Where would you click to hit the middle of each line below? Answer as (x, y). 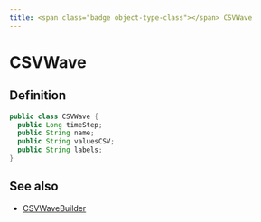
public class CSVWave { (54, 116)
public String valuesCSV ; (66, 142)
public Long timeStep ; (60, 125)
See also (34, 186)
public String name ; (56, 133)
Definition (37, 96)
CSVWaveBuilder (54, 208)
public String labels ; (60, 150)
